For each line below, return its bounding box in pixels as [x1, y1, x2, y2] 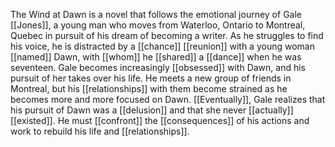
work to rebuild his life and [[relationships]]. [10, 125, 190, 137]
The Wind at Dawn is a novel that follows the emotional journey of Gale [10, 9, 302, 20]
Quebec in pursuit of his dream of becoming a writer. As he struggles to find [10, 30, 324, 41]
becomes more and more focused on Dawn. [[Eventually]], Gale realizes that [10, 94, 326, 105]
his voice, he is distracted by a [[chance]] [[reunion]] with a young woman [10, 40, 315, 52]
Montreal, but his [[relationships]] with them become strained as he [10, 83, 288, 94]
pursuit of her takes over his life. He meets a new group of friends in [10, 72, 292, 84]
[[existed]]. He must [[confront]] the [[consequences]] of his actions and [10, 115, 310, 126]
